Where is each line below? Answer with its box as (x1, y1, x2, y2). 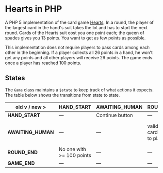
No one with (58, 146, 86, 153)
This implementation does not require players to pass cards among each (5, 44, 150, 50)
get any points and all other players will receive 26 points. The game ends (5, 54, 153, 60)
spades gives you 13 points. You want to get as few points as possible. (5, 35, 146, 41)
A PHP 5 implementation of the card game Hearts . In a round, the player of (5, 19, 154, 25)
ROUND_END (7, 149, 38, 156)
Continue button (96, 112, 133, 119)
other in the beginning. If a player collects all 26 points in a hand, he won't (5, 50, 153, 55)
